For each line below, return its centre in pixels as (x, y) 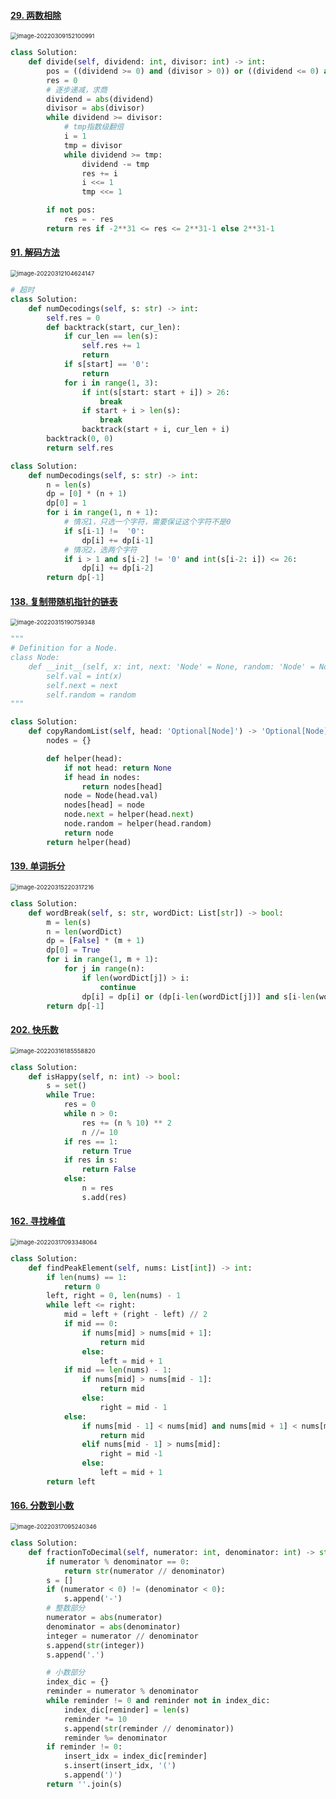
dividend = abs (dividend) (100, 99)
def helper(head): (84, 758)
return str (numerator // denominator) (144, 1571)
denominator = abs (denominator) (114, 1626)
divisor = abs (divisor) (95, 108)
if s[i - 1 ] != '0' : (104, 531)
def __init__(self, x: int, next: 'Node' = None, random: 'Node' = (171, 666)
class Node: (35, 658)
